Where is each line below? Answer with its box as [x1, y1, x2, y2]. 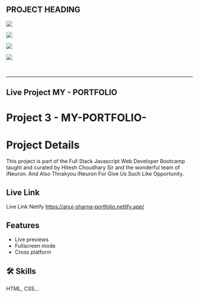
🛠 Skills [6, 266, 37, 277]
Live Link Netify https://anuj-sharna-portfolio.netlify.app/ [6, 203, 145, 210]
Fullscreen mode [14, 242, 56, 249]
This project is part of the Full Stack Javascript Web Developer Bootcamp [6, 158, 185, 165]
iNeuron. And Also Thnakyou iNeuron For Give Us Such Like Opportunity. [6, 170, 184, 177]
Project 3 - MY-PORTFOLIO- [6, 111, 147, 125]
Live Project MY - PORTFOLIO [6, 88, 117, 98]
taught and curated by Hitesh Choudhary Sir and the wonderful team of [6, 164, 181, 171]
